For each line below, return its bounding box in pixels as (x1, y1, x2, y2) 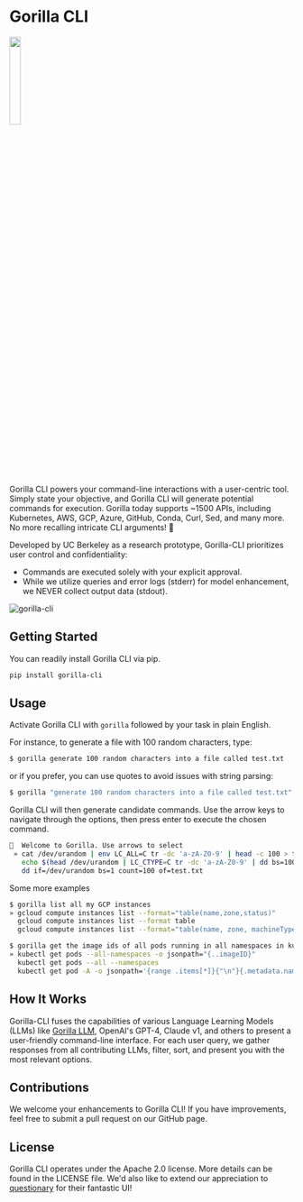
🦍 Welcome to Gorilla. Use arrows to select (9, 841, 183, 850)
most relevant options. (9, 1053, 93, 1065)
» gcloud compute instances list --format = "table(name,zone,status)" (9, 908, 277, 917)
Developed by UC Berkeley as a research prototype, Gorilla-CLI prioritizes (9, 539, 284, 550)
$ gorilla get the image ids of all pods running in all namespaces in (9, 941, 284, 950)
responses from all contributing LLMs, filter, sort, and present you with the (9, 1044, 286, 1055)
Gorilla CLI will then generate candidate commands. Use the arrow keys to (9, 804, 285, 815)
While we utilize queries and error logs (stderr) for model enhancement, (22, 575, 289, 587)
